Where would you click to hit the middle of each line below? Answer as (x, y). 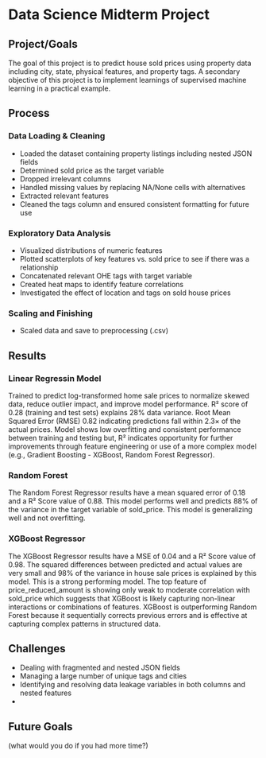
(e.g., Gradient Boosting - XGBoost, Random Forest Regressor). (112, 454)
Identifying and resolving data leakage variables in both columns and (133, 685)
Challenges (37, 649)
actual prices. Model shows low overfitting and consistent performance (125, 429)
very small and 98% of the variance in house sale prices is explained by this (132, 573)
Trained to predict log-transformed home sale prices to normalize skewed (129, 395)
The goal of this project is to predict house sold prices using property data (130, 63)
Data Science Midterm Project (109, 15)
